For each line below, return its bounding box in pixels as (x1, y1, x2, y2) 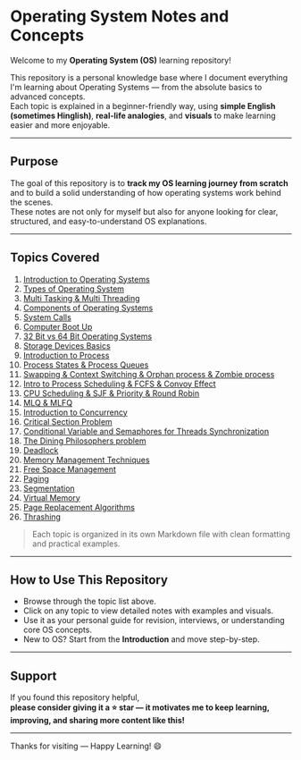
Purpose (10, 154, 59, 169)
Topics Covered (10, 250, 100, 266)
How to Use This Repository (10, 572, 169, 587)
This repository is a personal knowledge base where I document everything (10, 72, 288, 82)
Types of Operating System (22, 283, 124, 294)
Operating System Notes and (10, 6, 230, 27)
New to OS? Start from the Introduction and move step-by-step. (22, 634, 260, 645)
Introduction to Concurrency (22, 407, 128, 418)
